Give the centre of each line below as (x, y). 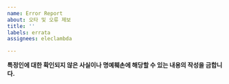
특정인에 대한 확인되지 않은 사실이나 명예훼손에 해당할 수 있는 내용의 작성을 (106, 65)
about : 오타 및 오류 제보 (39, 20)
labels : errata (29, 32)
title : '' (21, 26)
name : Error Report (35, 13)
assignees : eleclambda (40, 39)
